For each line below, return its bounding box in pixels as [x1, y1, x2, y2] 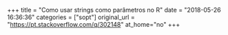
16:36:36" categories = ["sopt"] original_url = [7, 13, 136, 21]
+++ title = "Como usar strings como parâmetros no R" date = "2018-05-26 [7, 6, 222, 14]
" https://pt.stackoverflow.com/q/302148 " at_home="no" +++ [7, 21, 180, 28]
